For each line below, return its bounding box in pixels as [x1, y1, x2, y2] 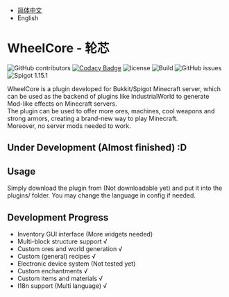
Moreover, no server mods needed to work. [7, 121, 132, 130]
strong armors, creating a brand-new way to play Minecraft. [7, 114, 178, 122]
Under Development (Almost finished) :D [7, 142, 187, 154]
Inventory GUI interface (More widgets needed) [17, 230, 153, 238]
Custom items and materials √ [17, 274, 103, 282]
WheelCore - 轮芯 [7, 40, 110, 56]
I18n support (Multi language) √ [17, 281, 108, 290]
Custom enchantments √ [17, 266, 88, 275]
